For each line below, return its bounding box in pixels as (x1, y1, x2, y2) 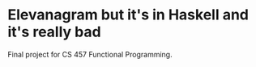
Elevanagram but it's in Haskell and (7, 6, 249, 24)
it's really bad (7, 23, 102, 41)
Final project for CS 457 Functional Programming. (7, 49, 173, 59)
